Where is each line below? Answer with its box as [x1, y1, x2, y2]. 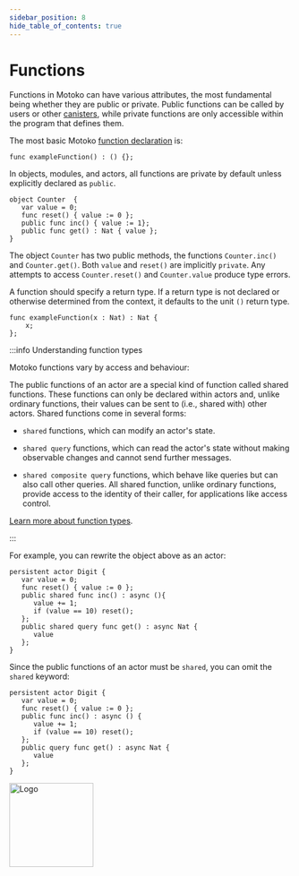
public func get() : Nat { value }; [21, 227, 158, 236]
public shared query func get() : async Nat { [21, 623, 199, 631]
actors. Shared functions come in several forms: [9, 408, 187, 419]
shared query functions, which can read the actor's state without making [21, 442, 290, 453]
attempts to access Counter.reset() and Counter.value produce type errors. [9, 270, 291, 280]
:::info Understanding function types [9, 345, 143, 356]
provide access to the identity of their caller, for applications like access [21, 489, 288, 500]
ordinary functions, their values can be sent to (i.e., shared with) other [9, 399, 268, 409]
